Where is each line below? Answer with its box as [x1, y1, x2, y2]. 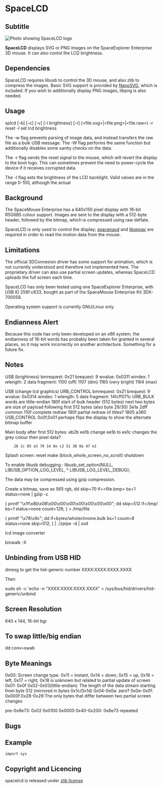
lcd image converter [5, 530, 45, 536]
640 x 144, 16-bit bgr [5, 618, 47, 624]
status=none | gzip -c [5, 491, 49, 497]
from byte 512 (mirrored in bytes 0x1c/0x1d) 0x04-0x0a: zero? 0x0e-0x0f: [5, 688, 154, 694]
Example [5, 738, 32, 746]
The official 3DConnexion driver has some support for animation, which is [5, 259, 153, 265]
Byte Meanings [5, 659, 52, 668]
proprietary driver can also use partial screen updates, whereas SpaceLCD [5, 270, 155, 275]
